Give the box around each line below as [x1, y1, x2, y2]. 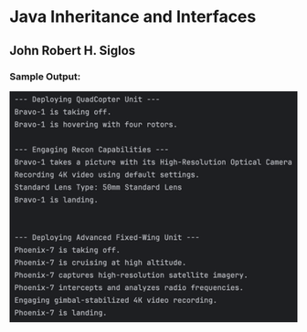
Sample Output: [9, 70, 81, 83]
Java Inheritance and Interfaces [9, 6, 257, 27]
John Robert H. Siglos [9, 43, 136, 58]
